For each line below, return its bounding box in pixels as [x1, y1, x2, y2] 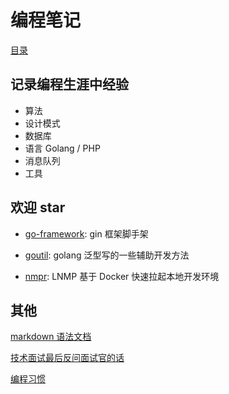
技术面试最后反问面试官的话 [10, 352, 125, 364]
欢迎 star [10, 199, 66, 216]
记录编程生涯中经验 [10, 76, 129, 93]
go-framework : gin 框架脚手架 [24, 227, 149, 240]
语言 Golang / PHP [24, 142, 101, 154]
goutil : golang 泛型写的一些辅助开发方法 [24, 249, 190, 261]
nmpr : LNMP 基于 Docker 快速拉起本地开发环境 [24, 270, 220, 282]
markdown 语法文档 [10, 331, 92, 343]
